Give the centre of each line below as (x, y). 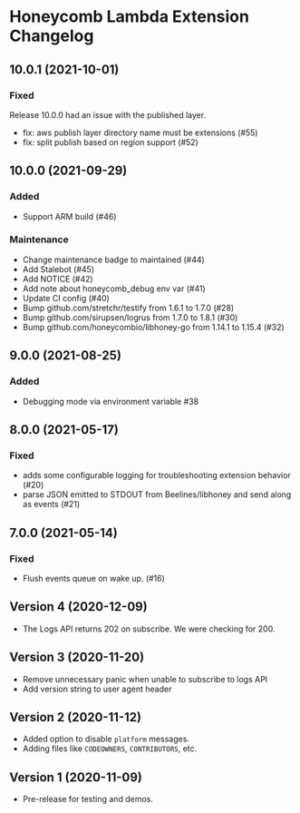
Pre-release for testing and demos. (88, 799)
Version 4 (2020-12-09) (78, 607)
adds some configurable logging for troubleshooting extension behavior (157, 475)
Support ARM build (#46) (69, 216)
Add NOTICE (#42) (58, 279)
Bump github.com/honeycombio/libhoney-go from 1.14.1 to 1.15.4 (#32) (154, 327)
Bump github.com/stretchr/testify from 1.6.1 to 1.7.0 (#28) (128, 308)
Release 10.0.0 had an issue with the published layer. (108, 114)
